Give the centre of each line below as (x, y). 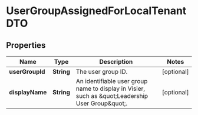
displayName (28, 92)
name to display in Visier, (110, 88)
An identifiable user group (112, 81)
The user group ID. (102, 72)
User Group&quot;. (102, 103)
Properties (26, 45)
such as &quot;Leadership (112, 96)
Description (116, 62)
